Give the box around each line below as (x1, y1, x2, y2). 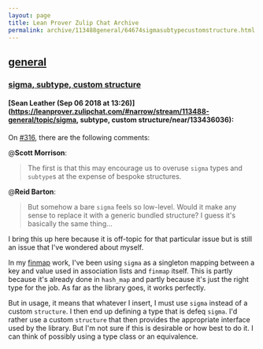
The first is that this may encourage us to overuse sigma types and (27, 163, 243, 173)
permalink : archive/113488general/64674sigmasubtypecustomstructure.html (8, 26, 256, 34)
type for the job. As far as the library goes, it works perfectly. (8, 283, 206, 292)
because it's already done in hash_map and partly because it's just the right (8, 274, 250, 284)
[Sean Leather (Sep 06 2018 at (8, 98, 110, 108)
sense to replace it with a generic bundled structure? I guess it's (27, 210, 236, 220)
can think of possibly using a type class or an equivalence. (8, 332, 198, 341)
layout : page (8, 11, 51, 20)
